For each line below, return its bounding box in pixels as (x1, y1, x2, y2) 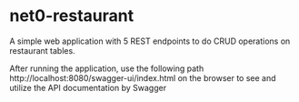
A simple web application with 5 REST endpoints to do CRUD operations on (9, 36, 291, 46)
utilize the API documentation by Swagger (9, 82, 166, 93)
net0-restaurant (9, 5, 135, 26)
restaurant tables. (9, 45, 75, 56)
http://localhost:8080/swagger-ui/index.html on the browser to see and (9, 72, 276, 83)
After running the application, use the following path (9, 63, 204, 74)
